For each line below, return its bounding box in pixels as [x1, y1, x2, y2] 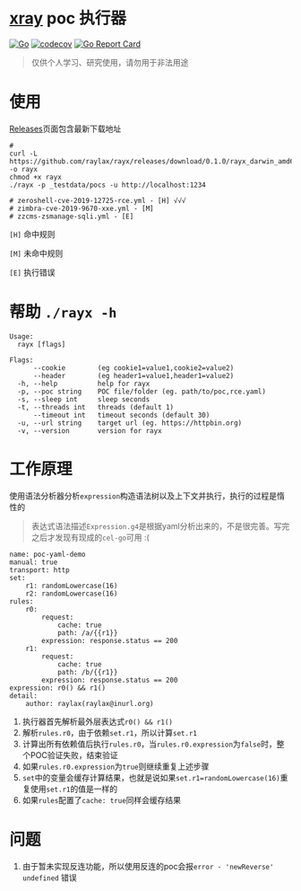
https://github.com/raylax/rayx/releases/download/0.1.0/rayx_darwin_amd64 [9, 156, 298, 166]
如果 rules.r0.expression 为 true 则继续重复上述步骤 [21, 761, 210, 772]
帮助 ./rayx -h [9, 302, 117, 322]
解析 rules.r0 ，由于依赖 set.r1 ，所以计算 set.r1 [21, 727, 197, 737]
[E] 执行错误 [9, 267, 56, 278]
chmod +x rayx [9, 172, 63, 181]
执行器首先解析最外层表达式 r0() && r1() [21, 716, 173, 727]
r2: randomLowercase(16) [25, 589, 118, 598]
